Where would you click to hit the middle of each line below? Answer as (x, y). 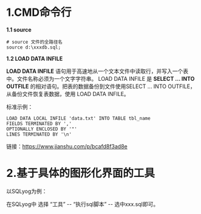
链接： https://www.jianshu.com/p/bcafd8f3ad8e (67, 146)
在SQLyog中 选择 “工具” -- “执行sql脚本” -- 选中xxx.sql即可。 (83, 204)
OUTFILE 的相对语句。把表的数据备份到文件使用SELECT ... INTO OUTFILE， (101, 86)
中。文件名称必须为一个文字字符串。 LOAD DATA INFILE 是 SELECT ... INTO (101, 78)
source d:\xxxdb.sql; (34, 47)
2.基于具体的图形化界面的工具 (80, 173)
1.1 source (19, 29)
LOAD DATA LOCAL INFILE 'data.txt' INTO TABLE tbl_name (78, 118)
